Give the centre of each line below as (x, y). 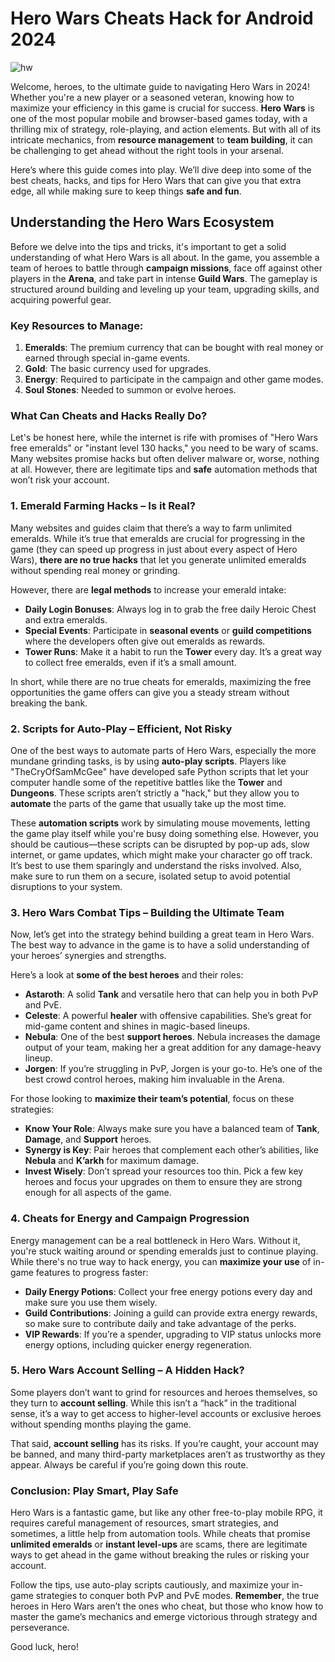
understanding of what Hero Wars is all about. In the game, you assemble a (165, 257)
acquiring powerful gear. (61, 299)
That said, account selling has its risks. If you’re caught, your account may (164, 1443)
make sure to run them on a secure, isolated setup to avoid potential (150, 876)
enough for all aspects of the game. (98, 1193)
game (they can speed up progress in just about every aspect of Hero (154, 549)
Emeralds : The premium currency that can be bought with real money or (174, 348)
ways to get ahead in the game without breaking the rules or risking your (160, 1555)
